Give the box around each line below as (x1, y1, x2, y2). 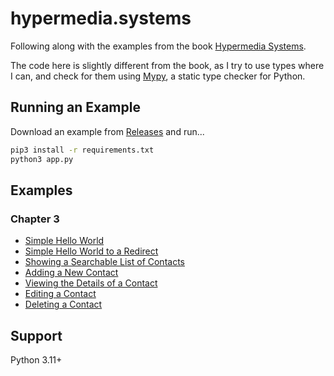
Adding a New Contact (24, 267, 119, 279)
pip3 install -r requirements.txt (10, 145, 155, 155)
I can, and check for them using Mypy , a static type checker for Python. (10, 70, 306, 82)
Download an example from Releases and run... (10, 125, 205, 137)
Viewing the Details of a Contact (24, 277, 158, 289)
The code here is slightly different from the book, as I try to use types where (10, 59, 325, 71)
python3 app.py (10, 154, 74, 164)
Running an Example (10, 99, 141, 116)
